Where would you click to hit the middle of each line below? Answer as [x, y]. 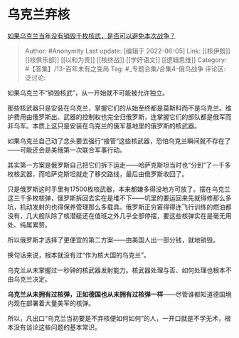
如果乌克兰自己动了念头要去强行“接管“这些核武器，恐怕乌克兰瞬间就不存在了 [119, 140]
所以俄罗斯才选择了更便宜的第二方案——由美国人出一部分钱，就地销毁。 [113, 240]
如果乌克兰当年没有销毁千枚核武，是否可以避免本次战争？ [91, 36]
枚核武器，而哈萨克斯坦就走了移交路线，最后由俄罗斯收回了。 [98, 174]
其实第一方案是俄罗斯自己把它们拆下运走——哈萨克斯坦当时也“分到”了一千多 [119, 165]
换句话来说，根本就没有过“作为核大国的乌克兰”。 [79, 255]
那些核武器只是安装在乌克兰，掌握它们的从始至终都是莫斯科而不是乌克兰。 [116, 108]
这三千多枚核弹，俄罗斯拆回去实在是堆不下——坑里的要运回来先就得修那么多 [119, 198]
